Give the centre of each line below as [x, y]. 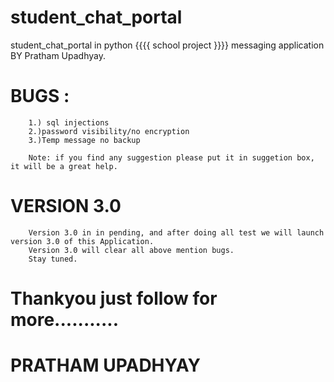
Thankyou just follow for [114, 298]
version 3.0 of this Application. [82, 241]
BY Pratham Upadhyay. [58, 55]
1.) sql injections [69, 122]
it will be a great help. [64, 166]
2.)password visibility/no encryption [109, 131]
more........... [64, 320]
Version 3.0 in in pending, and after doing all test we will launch [176, 232]
